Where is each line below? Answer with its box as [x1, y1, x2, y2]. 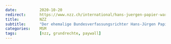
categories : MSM [5, 26, 47, 31]
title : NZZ [5, 17, 47, 22]
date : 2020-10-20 [5, 7, 63, 13]
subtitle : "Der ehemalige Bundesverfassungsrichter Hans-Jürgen [5, 21, 156, 27]
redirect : [5, 12, 26, 17]
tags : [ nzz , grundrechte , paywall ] [5, 31, 101, 36]
